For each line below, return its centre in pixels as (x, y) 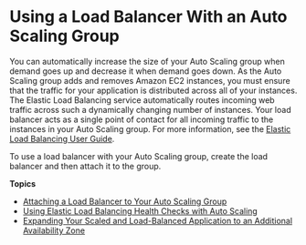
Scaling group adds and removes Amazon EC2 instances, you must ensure (150, 80)
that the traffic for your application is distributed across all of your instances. (153, 90)
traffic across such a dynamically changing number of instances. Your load (150, 109)
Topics (23, 183)
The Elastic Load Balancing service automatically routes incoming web (142, 100)
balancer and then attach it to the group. (85, 166)
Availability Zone (53, 230)
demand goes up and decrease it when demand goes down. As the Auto (146, 71)
